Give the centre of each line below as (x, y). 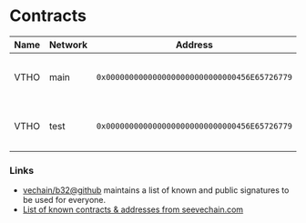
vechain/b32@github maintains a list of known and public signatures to (156, 190)
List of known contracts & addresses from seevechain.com (133, 209)
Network (68, 45)
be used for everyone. (64, 200)
